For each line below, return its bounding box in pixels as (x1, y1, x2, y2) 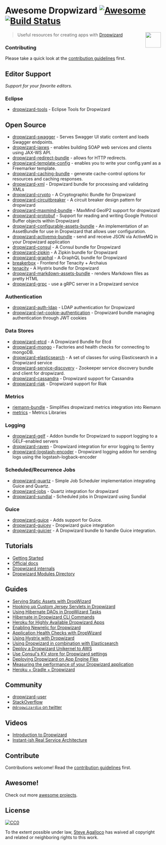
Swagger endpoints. (12, 139, 54, 145)
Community (5, 680, 42, 689)
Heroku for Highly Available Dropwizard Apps (12, 619, 105, 625)
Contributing (5, 44, 37, 51)
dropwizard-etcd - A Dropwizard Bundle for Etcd (12, 339, 112, 345)
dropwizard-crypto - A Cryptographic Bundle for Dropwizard (12, 192, 136, 198)
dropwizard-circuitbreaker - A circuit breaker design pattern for (12, 197, 142, 203)
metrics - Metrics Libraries (12, 409, 67, 415)
